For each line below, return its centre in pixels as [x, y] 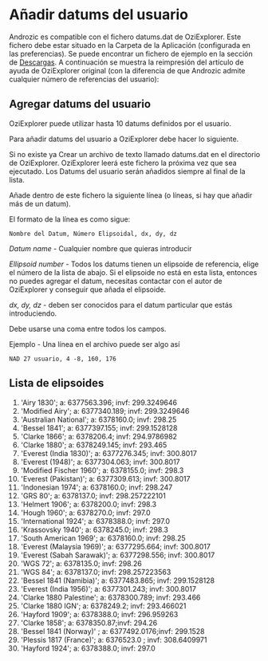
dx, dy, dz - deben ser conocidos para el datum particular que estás [121, 305]
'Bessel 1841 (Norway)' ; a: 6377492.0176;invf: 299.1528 [112, 631]
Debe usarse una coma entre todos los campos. [88, 329]
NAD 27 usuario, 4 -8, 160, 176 [63, 359]
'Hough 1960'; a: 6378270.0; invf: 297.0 [85, 513]
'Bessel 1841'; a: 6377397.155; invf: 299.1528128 [99, 427]
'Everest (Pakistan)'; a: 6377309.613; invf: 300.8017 [105, 478]
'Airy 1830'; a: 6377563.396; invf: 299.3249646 [99, 402]
